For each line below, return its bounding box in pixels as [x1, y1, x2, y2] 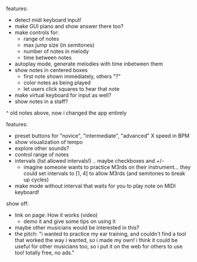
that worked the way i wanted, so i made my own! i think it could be [14, 237, 178, 244]
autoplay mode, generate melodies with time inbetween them [14, 60, 163, 67]
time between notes [23, 54, 72, 61]
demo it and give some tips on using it [23, 218, 116, 225]
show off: [6, 200, 29, 207]
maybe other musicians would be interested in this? [14, 224, 139, 231]
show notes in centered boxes [14, 67, 88, 73]
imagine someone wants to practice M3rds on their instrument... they [23, 163, 191, 171]
